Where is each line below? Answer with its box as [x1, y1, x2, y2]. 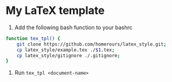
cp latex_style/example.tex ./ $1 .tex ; [16, 47, 115, 53]
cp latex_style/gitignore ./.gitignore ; [16, 52, 120, 58]
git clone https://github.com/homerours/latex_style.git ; [16, 41, 167, 47]
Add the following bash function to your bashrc [14, 24, 133, 31]
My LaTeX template [5, 4, 105, 18]
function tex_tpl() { [5, 35, 61, 41]
